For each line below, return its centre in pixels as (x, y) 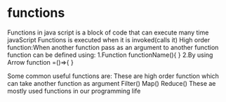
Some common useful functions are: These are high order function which (113, 76)
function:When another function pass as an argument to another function (113, 47)
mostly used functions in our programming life (74, 91)
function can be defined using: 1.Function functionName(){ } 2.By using (110, 55)
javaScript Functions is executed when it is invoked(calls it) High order (109, 39)
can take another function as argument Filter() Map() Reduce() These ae (112, 83)
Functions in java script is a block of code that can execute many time (108, 32)
